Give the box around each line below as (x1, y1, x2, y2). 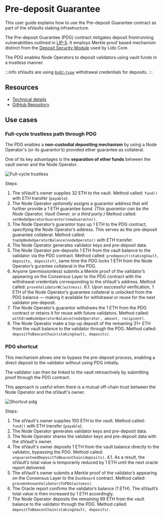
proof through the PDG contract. (5, 374, 70, 380)
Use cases (5, 116, 38, 124)
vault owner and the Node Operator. (5, 162, 78, 167)
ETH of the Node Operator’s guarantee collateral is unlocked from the (12, 289, 153, 295)
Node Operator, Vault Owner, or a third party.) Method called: (12, 211, 137, 217)
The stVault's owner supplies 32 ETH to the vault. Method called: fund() (12, 190, 158, 196)
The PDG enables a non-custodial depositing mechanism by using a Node (5, 141, 157, 148)
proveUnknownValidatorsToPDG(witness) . (12, 480, 93, 486)
